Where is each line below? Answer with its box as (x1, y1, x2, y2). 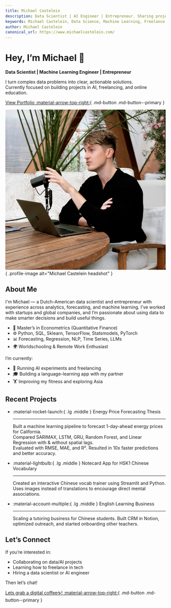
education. (5, 89, 28, 96)
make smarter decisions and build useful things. (5, 315, 106, 321)
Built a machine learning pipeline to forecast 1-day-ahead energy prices (12, 423, 163, 429)
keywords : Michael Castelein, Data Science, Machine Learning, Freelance (5, 19, 165, 24)
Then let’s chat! (5, 580, 38, 586)
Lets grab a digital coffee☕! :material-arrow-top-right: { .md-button (5, 590, 145, 596)
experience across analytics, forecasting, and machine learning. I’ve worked (5, 304, 165, 310)
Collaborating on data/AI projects (12, 559, 82, 565)
